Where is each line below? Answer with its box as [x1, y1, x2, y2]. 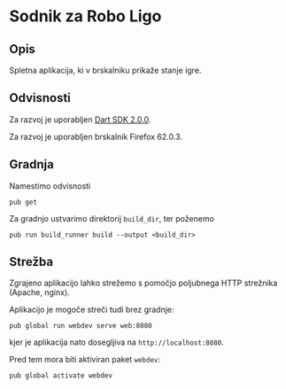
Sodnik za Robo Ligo [9, 6, 162, 27]
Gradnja [9, 157, 55, 172]
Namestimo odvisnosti [9, 180, 91, 191]
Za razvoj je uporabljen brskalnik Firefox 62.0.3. [9, 131, 183, 142]
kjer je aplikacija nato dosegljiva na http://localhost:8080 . [9, 337, 224, 347]
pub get [9, 198, 38, 206]
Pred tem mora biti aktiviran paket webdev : [9, 354, 161, 365]
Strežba [9, 254, 54, 269]
